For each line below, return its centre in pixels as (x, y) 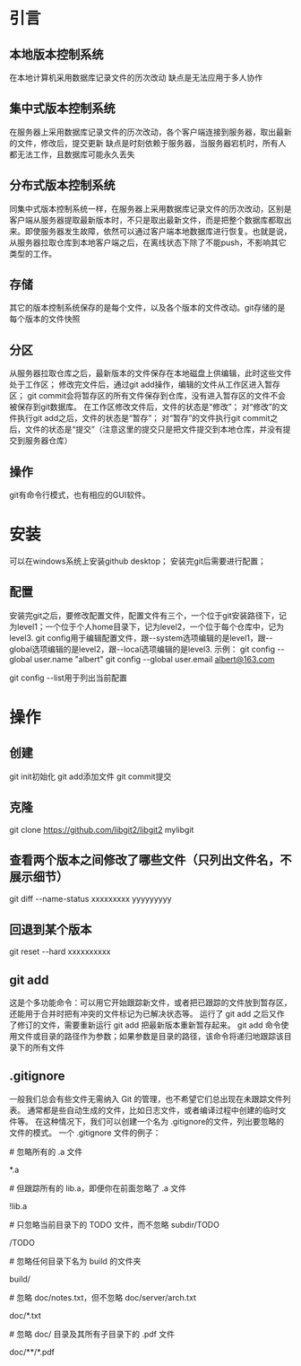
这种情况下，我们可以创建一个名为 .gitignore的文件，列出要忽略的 (163, 1121)
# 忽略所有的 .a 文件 (46, 1151)
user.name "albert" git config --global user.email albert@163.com (155, 659)
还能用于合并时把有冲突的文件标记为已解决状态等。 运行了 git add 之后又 (143, 1014)
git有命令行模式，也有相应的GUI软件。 (80, 495)
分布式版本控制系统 (62, 185)
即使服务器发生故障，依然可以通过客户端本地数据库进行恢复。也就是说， (158, 231)
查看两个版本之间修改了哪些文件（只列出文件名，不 (150, 860)
